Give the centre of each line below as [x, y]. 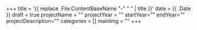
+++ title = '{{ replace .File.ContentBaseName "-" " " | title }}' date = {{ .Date [98, 9]
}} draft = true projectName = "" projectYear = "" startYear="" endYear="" [96, 15]
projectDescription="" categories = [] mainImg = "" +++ [74, 21]
